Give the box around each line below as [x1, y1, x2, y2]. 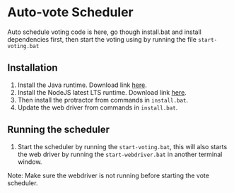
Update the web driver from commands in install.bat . [17, 103, 178, 112]
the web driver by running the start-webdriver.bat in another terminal [17, 150, 223, 158]
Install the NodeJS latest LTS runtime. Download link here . [17, 88, 187, 96]
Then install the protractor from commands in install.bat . [17, 95, 189, 104]
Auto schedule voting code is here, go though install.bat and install [7, 28, 201, 36]
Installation [7, 62, 58, 74]
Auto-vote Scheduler [7, 4, 134, 21]
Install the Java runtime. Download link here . [17, 81, 147, 89]
